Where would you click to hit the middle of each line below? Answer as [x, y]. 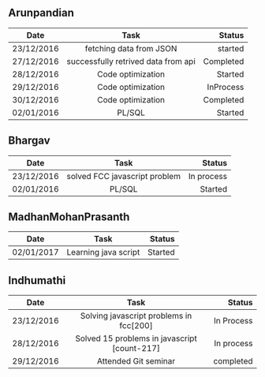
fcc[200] [136, 326]
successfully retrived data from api [131, 61]
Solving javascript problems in [136, 316]
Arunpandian [41, 13]
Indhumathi [37, 280]
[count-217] [136, 349]
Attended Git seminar [136, 361]
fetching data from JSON [131, 48]
